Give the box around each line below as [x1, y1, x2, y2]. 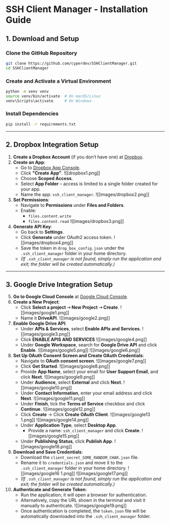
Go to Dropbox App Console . [20, 164, 81, 170]
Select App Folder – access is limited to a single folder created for [20, 181, 158, 187]
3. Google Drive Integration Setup [6, 280, 113, 288]
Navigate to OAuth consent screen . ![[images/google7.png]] [20, 358, 147, 364]
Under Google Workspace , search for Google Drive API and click [20, 342, 157, 348]
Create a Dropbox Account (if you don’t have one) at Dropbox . [13, 154, 144, 160]
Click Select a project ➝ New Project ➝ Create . [20, 304, 120, 311]
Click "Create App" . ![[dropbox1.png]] [20, 170, 100, 176]
